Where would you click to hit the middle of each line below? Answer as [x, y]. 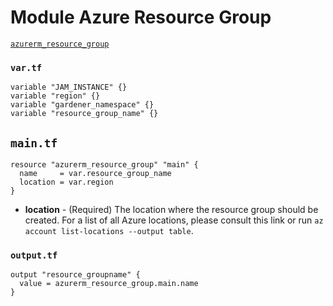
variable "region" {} [55, 96]
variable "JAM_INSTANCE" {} [69, 87]
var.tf [26, 67]
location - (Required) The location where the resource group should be [171, 210]
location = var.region [66, 182]
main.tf [34, 143]
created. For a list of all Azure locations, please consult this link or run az [174, 220]
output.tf [34, 255]
